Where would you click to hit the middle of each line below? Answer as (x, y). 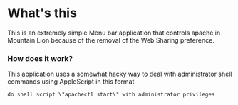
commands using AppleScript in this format (71, 82)
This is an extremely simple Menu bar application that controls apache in (114, 33)
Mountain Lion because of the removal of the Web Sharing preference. (111, 40)
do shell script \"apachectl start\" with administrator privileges (111, 95)
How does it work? (40, 58)
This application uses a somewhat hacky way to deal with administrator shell (120, 74)
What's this (42, 13)
